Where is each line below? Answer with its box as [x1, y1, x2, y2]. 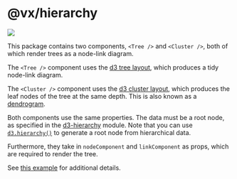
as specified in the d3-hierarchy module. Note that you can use [7, 121, 194, 129]
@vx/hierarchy [7, 5, 98, 21]
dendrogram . [7, 99, 46, 108]
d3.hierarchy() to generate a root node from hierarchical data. [7, 128, 191, 136]
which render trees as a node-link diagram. [7, 49, 134, 58]
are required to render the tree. [7, 149, 98, 158]
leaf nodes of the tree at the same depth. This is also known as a [7, 92, 197, 100]
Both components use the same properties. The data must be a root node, [7, 113, 225, 121]
